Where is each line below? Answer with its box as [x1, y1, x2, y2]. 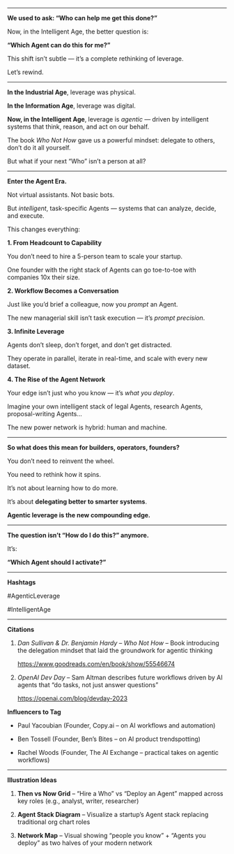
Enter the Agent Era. [7, 177, 68, 185]
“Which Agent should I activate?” [7, 558, 107, 566]
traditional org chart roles [17, 818, 91, 826]
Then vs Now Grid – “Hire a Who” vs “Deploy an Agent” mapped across [17, 790, 224, 797]
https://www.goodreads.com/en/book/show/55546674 [17, 660, 175, 668]
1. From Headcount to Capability [7, 239, 102, 246]
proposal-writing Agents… [7, 410, 82, 418]
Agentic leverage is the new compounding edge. [7, 511, 151, 519]
